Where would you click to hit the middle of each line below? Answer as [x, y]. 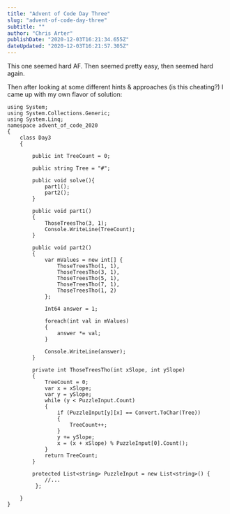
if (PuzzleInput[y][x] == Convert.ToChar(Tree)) [129, 413]
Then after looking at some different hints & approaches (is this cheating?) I [115, 87]
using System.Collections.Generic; [59, 113]
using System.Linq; [36, 119]
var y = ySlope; [68, 395]
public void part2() [62, 248]
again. [16, 73]
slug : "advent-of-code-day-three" [58, 20]
